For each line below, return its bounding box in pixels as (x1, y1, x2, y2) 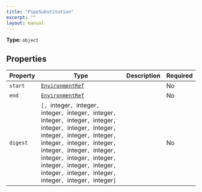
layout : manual (6, 20, 44, 26)
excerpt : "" (6, 14, 36, 20)
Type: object (6, 37, 39, 44)
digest (9, 139, 28, 146)
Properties (6, 53, 47, 64)
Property (9, 71, 35, 80)
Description (126, 71, 161, 80)
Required (166, 71, 193, 80)
